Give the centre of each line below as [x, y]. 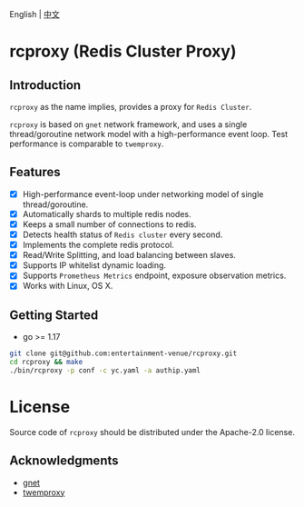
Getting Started [54, 315]
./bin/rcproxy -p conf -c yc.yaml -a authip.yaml [105, 370]
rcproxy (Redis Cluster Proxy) [123, 51]
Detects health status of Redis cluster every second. [123, 234]
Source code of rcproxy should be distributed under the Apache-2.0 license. [152, 432]
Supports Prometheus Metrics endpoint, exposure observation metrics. [154, 275]
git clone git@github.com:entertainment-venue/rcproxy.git [123, 353]
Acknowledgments [64, 461]
